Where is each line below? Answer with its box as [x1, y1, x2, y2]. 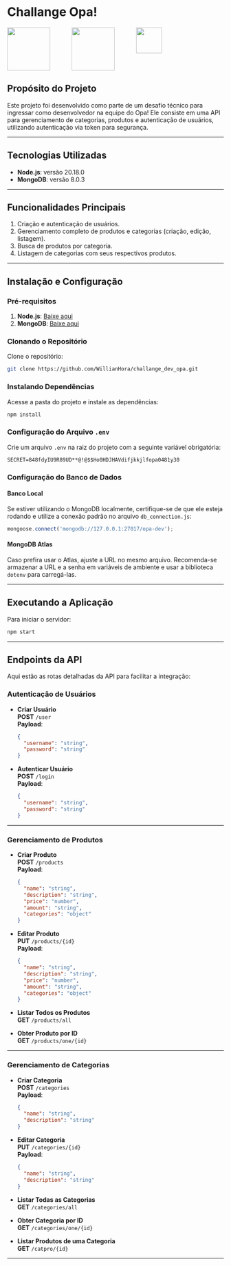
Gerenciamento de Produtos [7, 835, 103, 844]
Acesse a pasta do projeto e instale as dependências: [7, 397, 159, 406]
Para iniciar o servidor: [7, 615, 71, 623]
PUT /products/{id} [16, 937, 75, 945]
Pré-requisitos [7, 296, 56, 306]
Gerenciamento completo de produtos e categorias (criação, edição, [16, 227, 212, 235]
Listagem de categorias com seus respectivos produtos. [16, 249, 177, 257]
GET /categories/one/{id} [16, 1223, 93, 1232]
